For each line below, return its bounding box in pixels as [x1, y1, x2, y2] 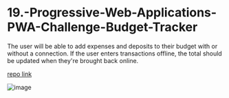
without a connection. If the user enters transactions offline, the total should [7, 49, 222, 58]
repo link [7, 70, 32, 78]
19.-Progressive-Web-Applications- [7, 5, 217, 21]
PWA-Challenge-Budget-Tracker [7, 19, 198, 35]
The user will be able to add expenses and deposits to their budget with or [7, 42, 218, 50]
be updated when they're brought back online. [7, 56, 139, 64]
